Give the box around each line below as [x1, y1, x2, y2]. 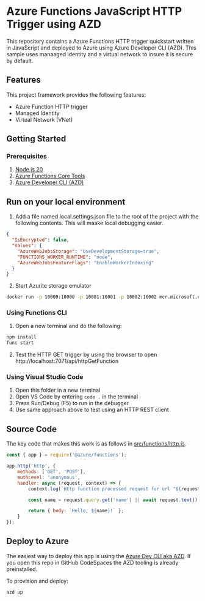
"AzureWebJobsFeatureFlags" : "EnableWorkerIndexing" [17, 259, 154, 266]
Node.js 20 [15, 166, 43, 173]
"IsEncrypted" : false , [12, 237, 70, 243]
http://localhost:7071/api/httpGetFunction [15, 357, 119, 365]
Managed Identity [15, 109, 60, 117]
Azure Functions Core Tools [15, 173, 85, 180]
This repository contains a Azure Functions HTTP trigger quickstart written [6, 37, 194, 45]
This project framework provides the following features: [6, 91, 146, 99]
